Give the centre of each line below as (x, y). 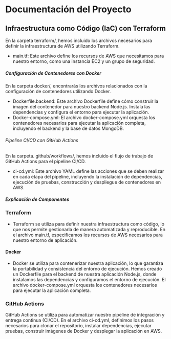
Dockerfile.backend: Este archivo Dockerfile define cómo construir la (85, 101)
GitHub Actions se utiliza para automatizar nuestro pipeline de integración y (85, 315)
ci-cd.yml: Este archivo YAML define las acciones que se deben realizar (88, 171)
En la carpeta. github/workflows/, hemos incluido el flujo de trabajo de (79, 156)
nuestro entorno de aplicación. (45, 240)
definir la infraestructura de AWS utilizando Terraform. (62, 46)
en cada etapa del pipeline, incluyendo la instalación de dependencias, (88, 177)
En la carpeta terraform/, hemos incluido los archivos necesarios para (79, 40)
